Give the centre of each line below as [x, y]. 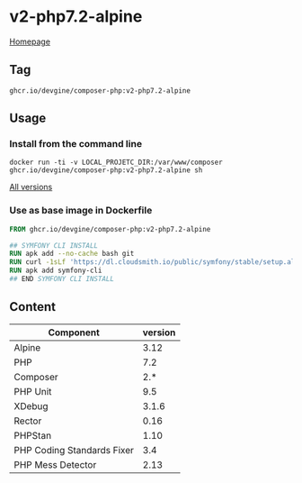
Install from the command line [75, 144]
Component [74, 333]
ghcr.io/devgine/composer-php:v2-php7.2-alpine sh [106, 170]
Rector [28, 421]
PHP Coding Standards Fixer [74, 450]
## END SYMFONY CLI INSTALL [62, 279]
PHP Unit [33, 391]
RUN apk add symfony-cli [56, 271]
